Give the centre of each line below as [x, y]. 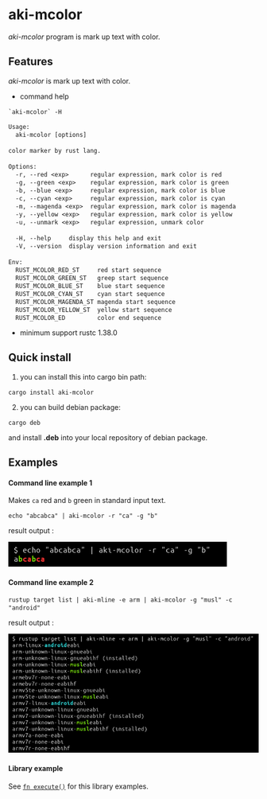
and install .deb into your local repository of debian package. [108, 437]
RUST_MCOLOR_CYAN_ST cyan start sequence [90, 294]
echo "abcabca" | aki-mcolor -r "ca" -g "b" [83, 516]
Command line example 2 [51, 582]
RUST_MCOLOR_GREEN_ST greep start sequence [92, 278]
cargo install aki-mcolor [51, 392]
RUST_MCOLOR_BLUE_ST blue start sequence [90, 286]
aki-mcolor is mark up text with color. [70, 80]
